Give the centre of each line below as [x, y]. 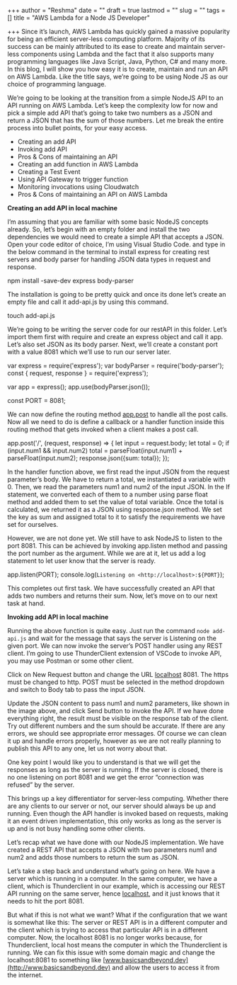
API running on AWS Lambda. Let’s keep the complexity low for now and [112, 105]
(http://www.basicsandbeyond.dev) [59, 967]
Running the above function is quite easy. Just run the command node [109, 631]
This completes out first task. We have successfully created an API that [111, 588]
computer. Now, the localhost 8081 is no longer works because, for [105, 937]
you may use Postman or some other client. [71, 661]
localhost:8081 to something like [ [57, 960]
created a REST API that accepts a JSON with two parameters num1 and [112, 850]
